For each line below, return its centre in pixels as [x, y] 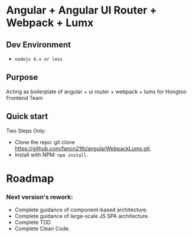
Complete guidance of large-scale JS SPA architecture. [82, 216]
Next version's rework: [40, 197]
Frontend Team [25, 97]
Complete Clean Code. [42, 229]
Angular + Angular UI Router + [82, 10]
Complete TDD [33, 223]
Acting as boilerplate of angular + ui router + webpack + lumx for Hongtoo [96, 92]
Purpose [22, 77]
